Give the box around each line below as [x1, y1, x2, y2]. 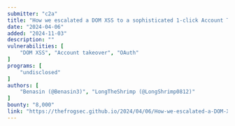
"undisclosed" [20, 69, 61, 76]
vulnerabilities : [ [7, 43, 64, 50]
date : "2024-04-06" [7, 23, 64, 30]
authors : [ [7, 82, 39, 89]
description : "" [7, 36, 55, 43]
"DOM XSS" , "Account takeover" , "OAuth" [20, 50, 139, 57]
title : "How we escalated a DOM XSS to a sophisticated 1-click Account [7, 17, 224, 24]
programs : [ [7, 62, 42, 69]
